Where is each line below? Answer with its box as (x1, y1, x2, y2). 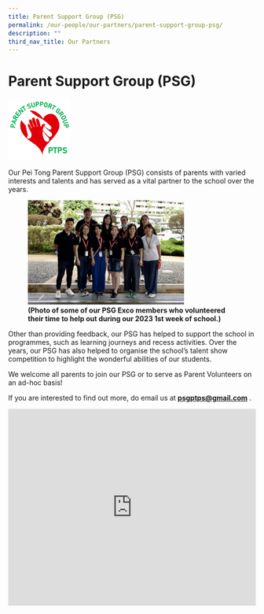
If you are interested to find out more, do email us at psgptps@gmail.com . (8, 394, 252, 402)
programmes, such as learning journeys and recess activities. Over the (8, 338, 237, 346)
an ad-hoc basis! (8, 378, 63, 387)
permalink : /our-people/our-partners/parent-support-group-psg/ (8, 20, 223, 29)
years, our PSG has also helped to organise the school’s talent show (8, 346, 228, 355)
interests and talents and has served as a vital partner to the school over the (8, 176, 255, 186)
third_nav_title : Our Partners (8, 38, 111, 46)
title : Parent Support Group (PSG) (8, 13, 125, 20)
